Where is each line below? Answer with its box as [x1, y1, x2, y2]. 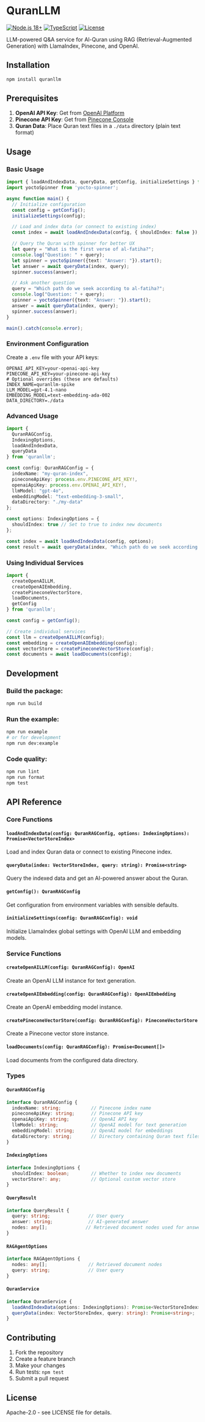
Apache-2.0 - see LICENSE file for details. [6, 1409, 112, 1416]
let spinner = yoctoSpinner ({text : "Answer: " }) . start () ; [12, 258, 163, 264]
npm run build [6, 700, 43, 707]
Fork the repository [15, 1349, 64, 1356]
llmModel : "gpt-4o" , [12, 488, 64, 494]
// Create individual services [6, 628, 86, 635]
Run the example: [6, 715, 60, 723]
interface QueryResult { [6, 1207, 70, 1213]
